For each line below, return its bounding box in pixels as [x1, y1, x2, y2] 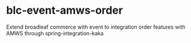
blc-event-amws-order [6, 4, 124, 17]
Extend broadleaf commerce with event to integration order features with [6, 23, 186, 30]
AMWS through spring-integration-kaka [6, 29, 104, 36]
